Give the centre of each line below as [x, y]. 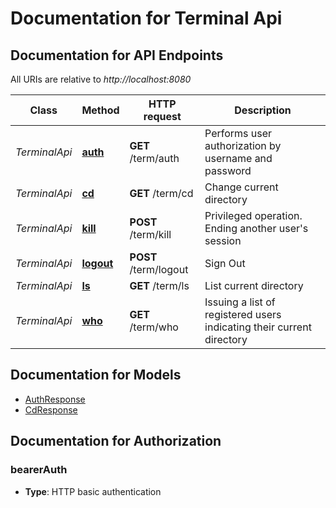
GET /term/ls [159, 285]
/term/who [154, 327]
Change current [241, 187]
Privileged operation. [253, 215]
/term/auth [154, 158]
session [223, 240]
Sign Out [225, 263]
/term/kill [150, 234]
